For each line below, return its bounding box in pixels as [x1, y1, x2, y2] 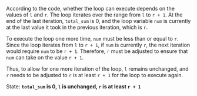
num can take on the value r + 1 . [6, 54, 84, 61]
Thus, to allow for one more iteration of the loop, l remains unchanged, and [6, 65, 189, 72]
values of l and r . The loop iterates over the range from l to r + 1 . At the [6, 11, 183, 18]
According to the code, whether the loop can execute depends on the [6, 5, 175, 12]
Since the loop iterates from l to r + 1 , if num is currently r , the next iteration [6, 41, 191, 48]
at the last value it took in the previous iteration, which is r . [6, 24, 148, 31]
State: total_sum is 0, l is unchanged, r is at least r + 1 [6, 83, 141, 90]
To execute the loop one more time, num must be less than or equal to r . [6, 35, 179, 42]
